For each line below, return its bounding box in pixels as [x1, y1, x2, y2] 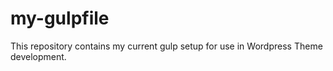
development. [10, 50, 67, 62]
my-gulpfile [10, 7, 110, 30]
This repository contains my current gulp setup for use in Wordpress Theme [10, 40, 323, 52]
